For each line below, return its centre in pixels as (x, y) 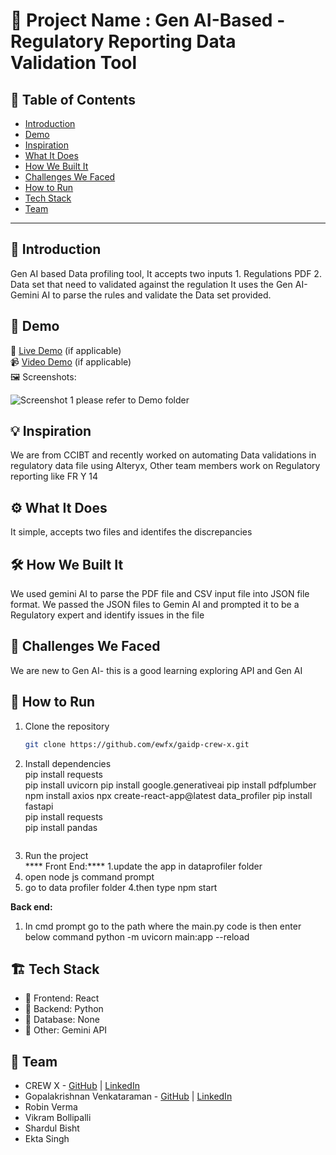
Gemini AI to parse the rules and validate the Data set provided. (141, 295)
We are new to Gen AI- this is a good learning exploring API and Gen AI (156, 670)
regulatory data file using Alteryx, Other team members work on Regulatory (165, 466)
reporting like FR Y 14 (54, 476)
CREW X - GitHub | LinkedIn (82, 1086)
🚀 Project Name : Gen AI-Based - (148, 20)
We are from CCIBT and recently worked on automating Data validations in (163, 455)
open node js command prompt (89, 876)
